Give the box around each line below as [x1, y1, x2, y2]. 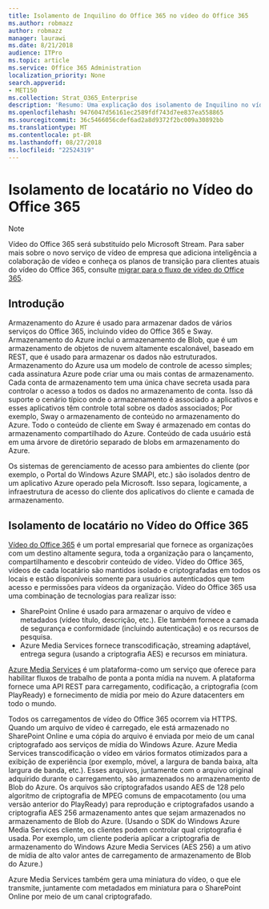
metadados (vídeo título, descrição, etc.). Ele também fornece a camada [19, 615, 259, 624]
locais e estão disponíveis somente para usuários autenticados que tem [8, 574, 245, 584]
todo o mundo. [8, 698, 57, 708]
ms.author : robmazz [8, 19, 74, 27]
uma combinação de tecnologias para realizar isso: [8, 591, 177, 600]
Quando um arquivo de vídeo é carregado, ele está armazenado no [8, 722, 230, 732]
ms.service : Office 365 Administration [8, 64, 142, 72]
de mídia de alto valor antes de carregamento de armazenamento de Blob [8, 850, 251, 860]
